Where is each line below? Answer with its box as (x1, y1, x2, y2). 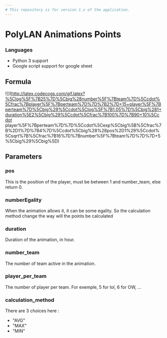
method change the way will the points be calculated (5, 213, 113, 219)
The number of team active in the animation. (5, 260, 96, 266)
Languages (5, 46, 33, 53)
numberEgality (5, 196, 42, 203)
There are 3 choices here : (5, 308, 60, 314)
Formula (5, 78, 31, 86)
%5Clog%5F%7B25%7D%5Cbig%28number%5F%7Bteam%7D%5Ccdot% (5, 95, 161, 102)
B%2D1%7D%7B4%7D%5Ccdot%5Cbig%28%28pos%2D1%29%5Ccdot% (5, 127, 160, 133)
